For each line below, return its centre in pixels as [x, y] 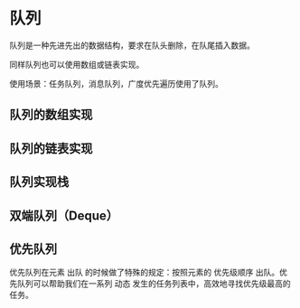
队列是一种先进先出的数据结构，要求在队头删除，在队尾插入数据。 [132, 45]
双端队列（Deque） [64, 215]
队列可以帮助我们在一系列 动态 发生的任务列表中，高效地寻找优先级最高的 [154, 284]
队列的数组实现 [51, 115]
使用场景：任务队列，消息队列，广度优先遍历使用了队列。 [116, 83]
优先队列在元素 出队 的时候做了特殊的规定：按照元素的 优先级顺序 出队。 [145, 273]
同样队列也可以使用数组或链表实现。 [77, 64]
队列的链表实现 [51, 149]
